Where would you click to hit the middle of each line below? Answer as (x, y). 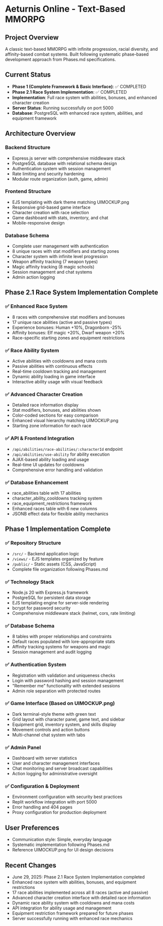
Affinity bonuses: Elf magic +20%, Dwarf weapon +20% (68, 332)
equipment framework (34, 118)
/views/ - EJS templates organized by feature (58, 559)
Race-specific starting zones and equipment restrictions (68, 338)
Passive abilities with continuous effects (52, 366)
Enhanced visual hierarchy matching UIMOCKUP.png (65, 421)
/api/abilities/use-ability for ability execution (61, 454)
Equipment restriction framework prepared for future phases (73, 913)
